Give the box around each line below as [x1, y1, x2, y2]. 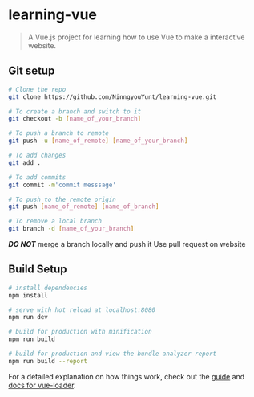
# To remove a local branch [8, 217, 103, 226]
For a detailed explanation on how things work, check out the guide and [8, 371, 245, 381]
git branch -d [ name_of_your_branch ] [8, 225, 135, 233]
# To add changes [8, 151, 67, 159]
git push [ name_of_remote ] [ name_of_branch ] [8, 203, 159, 211]
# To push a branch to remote [8, 129, 110, 137]
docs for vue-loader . [8, 380, 76, 390]
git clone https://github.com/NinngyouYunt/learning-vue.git [8, 92, 217, 101]
